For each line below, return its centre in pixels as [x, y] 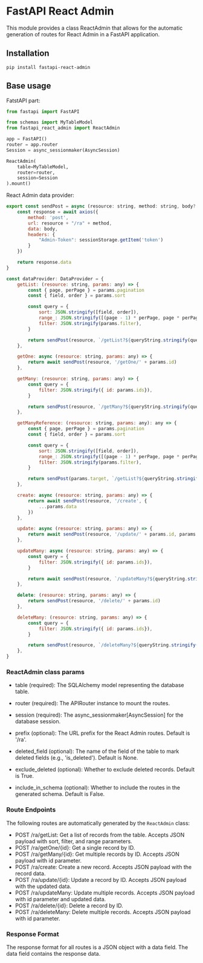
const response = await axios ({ [58, 212]
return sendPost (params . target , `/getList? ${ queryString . [102, 479]
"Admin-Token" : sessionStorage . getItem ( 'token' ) [101, 240]
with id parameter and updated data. [60, 899]
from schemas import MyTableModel [50, 122]
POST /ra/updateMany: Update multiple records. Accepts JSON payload [105, 892]
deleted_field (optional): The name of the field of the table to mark [97, 751]
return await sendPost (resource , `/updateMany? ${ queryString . [108, 579]
